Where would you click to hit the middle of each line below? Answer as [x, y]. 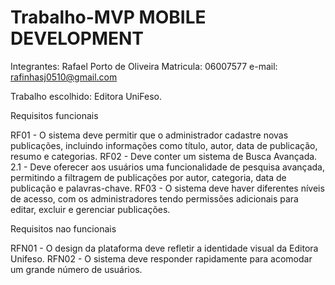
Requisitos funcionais [54, 115]
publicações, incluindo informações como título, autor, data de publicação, [164, 145]
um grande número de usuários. [76, 269]
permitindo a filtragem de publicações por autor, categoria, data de [148, 177]
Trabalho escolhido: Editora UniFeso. [86, 96]
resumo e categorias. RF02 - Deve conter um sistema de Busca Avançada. [164, 156]
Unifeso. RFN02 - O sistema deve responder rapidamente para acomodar [161, 258]
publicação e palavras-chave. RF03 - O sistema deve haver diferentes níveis [167, 188]
